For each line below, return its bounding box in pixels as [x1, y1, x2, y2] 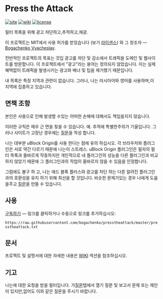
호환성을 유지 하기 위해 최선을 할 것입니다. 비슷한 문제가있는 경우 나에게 [14, 175, 149, 180]
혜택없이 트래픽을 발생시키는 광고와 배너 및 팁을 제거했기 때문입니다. [5, 67, 134, 73]
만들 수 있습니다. [31, 181, 62, 187]
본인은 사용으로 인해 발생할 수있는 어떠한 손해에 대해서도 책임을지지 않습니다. [5, 113, 151, 119]
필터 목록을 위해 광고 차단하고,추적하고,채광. [5, 29, 89, 35]
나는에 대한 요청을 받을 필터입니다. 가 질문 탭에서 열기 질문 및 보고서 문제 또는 [5, 282, 149, 288]
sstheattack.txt [5, 224, 38, 229]
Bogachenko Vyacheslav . [5, 45, 56, 51]
